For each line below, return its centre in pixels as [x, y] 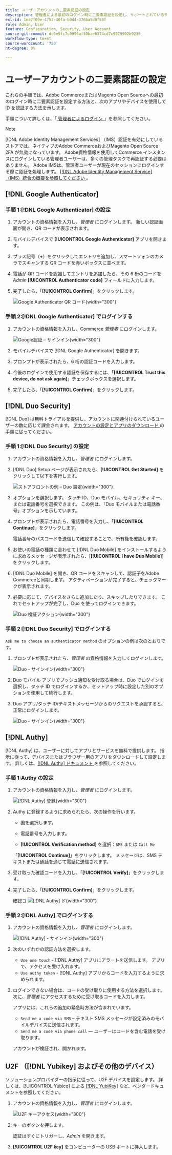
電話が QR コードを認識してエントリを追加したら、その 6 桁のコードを [87, 274]
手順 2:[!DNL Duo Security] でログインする [58, 629]
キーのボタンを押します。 [39, 1125]
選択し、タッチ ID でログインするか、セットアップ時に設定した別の [83, 686]
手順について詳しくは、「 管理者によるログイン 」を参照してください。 [79, 118]
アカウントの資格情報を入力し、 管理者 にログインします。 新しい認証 [85, 222]
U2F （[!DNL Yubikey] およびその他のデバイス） [82, 1066]
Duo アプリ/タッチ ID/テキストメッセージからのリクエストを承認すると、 [89, 703]
